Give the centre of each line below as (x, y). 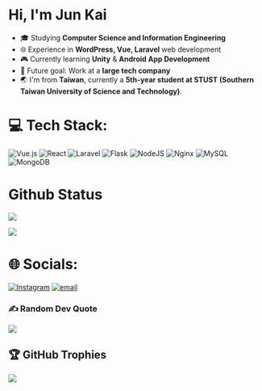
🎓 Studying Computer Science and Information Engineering (123, 37)
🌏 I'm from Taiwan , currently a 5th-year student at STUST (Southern (137, 79)
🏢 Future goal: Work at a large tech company (95, 70)
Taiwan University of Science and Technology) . (101, 91)
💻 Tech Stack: (58, 126)
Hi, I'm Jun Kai (58, 15)
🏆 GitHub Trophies (58, 355)
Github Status (56, 195)
